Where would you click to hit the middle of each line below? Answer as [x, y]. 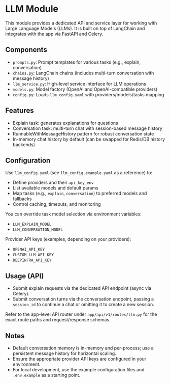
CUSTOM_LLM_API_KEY [33, 255]
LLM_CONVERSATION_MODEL [38, 230]
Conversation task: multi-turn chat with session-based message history [87, 128]
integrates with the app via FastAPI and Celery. [54, 34]
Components [26, 50]
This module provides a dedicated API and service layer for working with [81, 23]
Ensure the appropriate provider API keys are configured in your [79, 359]
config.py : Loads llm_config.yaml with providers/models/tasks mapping [88, 94]
